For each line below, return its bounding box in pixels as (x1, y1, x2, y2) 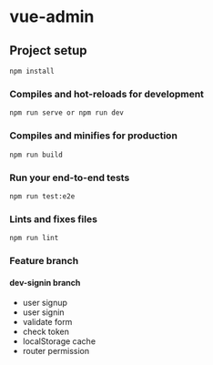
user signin (22, 307, 66, 318)
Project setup (9, 43, 88, 58)
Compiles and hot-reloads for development (9, 87, 205, 100)
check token (22, 326, 70, 338)
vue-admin (9, 6, 95, 27)
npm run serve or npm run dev (9, 108, 125, 117)
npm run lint (9, 234, 59, 243)
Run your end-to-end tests (9, 171, 130, 184)
